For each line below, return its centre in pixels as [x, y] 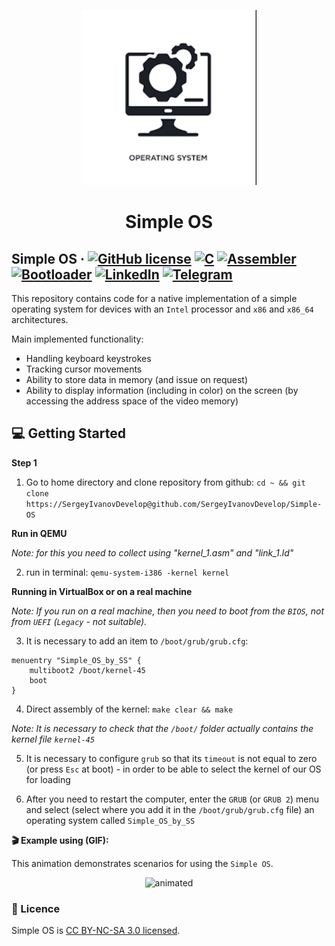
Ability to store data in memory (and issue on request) [137, 379]
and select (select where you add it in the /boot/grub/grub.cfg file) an [170, 809]
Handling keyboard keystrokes [88, 358]
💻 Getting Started [68, 433]
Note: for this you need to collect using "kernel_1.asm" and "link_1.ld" [152, 552]
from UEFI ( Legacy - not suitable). [79, 621]
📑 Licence [36, 908]
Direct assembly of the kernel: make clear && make [129, 709]
